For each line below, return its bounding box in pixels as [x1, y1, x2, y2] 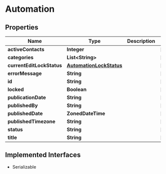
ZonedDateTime [66, 110, 105, 117]
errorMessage [7, 70, 42, 77]
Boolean [66, 86, 87, 93]
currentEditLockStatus [7, 62, 62, 69]
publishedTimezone [7, 118, 56, 125]
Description [126, 38, 156, 44]
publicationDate [7, 94, 46, 101]
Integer [66, 46, 84, 53]
